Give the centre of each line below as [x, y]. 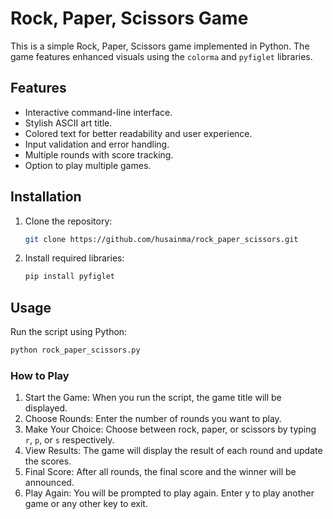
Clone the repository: [68, 221]
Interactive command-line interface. [98, 112]
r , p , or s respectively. [69, 440]
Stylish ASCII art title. [68, 123]
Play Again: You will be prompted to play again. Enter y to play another [169, 493]
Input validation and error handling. [97, 144]
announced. [49, 483]
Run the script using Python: [69, 332]
